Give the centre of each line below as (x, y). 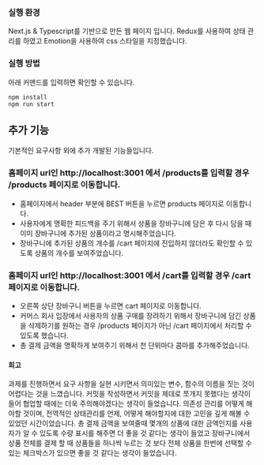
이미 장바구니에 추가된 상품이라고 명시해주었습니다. (98, 233)
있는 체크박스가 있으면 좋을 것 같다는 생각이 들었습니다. (92, 453)
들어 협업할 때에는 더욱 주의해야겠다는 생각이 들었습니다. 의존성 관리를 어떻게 (126, 403)
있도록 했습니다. (44, 336)
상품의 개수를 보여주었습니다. (79, 253)
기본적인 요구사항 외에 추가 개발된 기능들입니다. (81, 151)
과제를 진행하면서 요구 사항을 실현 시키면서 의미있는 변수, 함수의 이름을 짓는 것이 (132, 384)
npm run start (32, 104)
